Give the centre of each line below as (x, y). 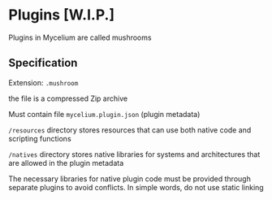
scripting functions (40, 138)
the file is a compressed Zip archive (68, 98)
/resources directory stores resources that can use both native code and (130, 130)
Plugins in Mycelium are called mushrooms (80, 37)
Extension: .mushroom (43, 82)
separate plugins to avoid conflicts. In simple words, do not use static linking (136, 187)
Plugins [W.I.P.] (62, 15)
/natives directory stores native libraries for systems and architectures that (134, 154)
